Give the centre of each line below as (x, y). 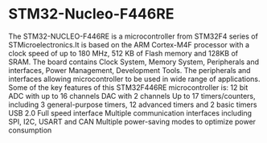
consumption (30, 130)
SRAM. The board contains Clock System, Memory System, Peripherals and (134, 62)
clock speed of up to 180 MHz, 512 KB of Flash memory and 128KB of (123, 53)
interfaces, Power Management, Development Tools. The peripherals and (129, 70)
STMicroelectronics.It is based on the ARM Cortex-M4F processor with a (129, 44)
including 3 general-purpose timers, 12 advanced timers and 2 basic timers (133, 104)
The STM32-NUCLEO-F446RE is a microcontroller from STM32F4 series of (133, 36)
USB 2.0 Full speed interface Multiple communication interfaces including (130, 112)
